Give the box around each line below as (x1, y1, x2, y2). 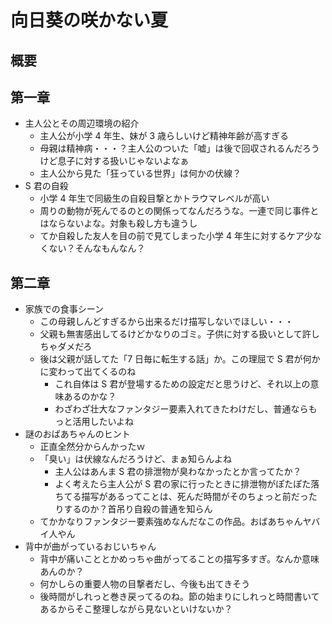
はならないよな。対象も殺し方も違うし (39, 217, 198, 230)
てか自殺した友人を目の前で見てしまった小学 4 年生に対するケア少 (39, 230, 313, 242)
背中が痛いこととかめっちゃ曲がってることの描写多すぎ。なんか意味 (39, 553, 320, 565)
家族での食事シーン (24, 303, 105, 315)
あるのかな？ (63, 391, 117, 403)
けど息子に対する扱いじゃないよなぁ (39, 155, 190, 167)
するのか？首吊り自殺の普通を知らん (63, 503, 213, 515)
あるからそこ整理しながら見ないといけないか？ (39, 603, 233, 615)
